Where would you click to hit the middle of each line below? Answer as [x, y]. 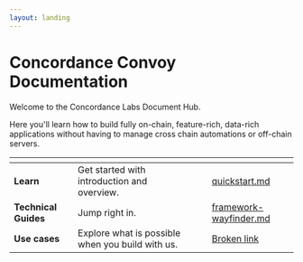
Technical [35, 207]
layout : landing [40, 18]
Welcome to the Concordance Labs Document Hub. [105, 107]
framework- [238, 207]
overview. [99, 192]
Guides [29, 218]
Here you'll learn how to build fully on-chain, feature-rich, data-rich [134, 124]
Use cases [37, 239]
